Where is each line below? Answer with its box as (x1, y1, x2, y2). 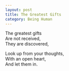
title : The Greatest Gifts (5, 12, 61, 17)
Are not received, (5, 35, 41, 41)
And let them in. (5, 61, 38, 67)
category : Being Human (5, 16, 52, 21)
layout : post (5, 7, 32, 12)
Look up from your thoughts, (5, 50, 64, 56)
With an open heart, (5, 56, 46, 62)
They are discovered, (5, 41, 49, 47)
